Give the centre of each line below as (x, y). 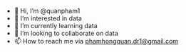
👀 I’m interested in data (48, 18)
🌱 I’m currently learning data (56, 26)
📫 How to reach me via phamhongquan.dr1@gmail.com (96, 41)
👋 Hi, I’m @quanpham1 (47, 11)
